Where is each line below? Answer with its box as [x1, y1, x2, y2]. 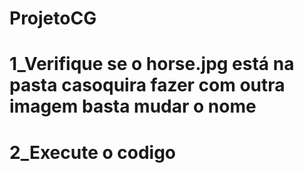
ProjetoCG [9, 7, 97, 30]
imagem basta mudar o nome [9, 95, 257, 118]
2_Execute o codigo [9, 141, 177, 164]
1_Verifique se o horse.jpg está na [9, 53, 295, 76]
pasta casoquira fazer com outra [9, 74, 286, 97]
